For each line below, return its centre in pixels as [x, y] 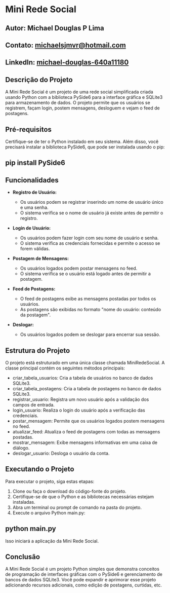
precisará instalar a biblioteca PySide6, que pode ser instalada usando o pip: [85, 147]
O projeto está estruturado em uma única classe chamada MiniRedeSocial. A [85, 363]
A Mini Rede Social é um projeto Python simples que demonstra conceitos [82, 569]
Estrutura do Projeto [38, 350]
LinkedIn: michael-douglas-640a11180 [67, 63]
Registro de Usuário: [35, 192]
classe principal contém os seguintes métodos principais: [65, 368]
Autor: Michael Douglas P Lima [55, 28]
